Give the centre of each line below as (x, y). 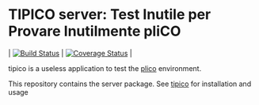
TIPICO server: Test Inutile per (110, 15)
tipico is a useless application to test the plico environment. (105, 68)
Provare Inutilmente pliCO (95, 31)
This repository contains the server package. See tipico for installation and (130, 84)
